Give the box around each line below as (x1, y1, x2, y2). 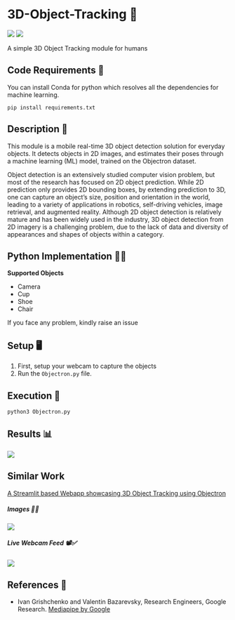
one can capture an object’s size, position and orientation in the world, (7, 192, 210, 201)
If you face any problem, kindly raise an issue (7, 319, 138, 327)
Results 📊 (7, 428, 53, 440)
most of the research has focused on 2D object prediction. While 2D (7, 178, 205, 186)
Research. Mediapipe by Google (17, 605, 111, 614)
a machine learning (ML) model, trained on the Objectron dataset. (7, 157, 196, 165)
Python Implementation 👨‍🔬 (7, 250, 127, 262)
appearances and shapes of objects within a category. (7, 230, 165, 238)
